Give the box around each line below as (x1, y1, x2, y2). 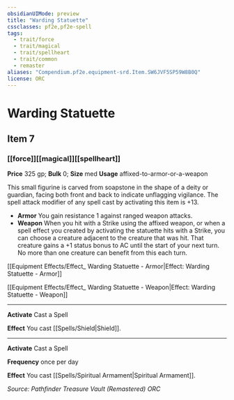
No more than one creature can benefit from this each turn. (17, 249, 188, 257)
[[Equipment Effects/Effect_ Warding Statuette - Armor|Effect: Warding (7, 262, 210, 271)
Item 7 (7, 133, 35, 145)
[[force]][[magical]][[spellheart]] (7, 154, 120, 163)
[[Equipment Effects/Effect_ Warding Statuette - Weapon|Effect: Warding (7, 283, 216, 292)
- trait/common (13, 56, 58, 63)
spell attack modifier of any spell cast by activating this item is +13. (7, 198, 200, 207)
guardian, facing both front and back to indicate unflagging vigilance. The (7, 191, 219, 199)
